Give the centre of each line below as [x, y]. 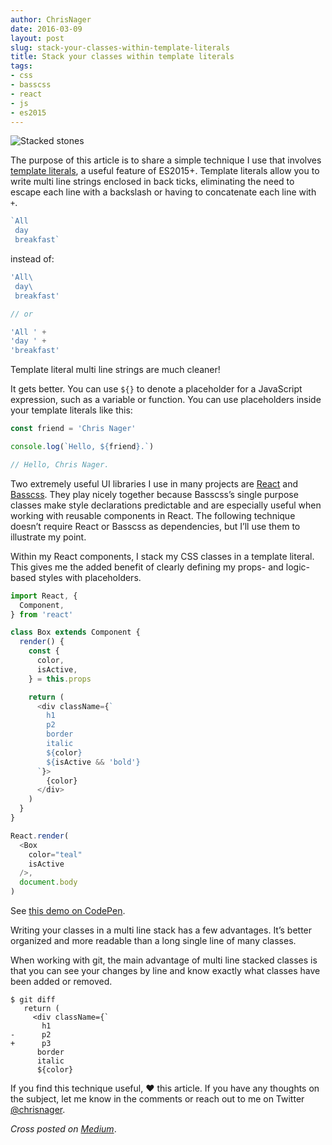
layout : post [37, 38]
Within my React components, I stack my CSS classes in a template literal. [162, 556]
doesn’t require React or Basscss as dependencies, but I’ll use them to [155, 526]
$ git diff [33, 1000]
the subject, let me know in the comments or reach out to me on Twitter [157, 1099]
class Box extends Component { [75, 632]
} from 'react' [42, 614]
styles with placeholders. [90, 577]
